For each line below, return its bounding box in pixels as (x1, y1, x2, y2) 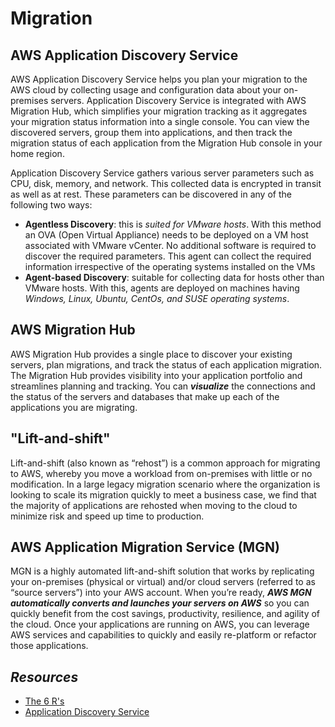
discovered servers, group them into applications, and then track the (10, 127, 293, 138)
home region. (10, 148, 65, 159)
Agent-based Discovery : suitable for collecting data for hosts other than (24, 272, 325, 283)
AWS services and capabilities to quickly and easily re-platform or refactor (10, 629, 317, 641)
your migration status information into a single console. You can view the (10, 116, 310, 127)
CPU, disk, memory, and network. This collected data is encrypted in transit (10, 178, 322, 189)
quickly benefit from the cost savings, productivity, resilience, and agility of (10, 608, 321, 620)
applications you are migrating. (10, 401, 138, 413)
